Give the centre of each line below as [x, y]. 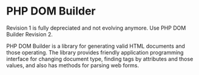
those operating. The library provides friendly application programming [95, 52]
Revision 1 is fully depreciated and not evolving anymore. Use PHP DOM [96, 28]
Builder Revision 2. [30, 34]
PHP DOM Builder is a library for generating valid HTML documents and [96, 46]
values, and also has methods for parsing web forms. [73, 65]
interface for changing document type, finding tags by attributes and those [100, 59]
